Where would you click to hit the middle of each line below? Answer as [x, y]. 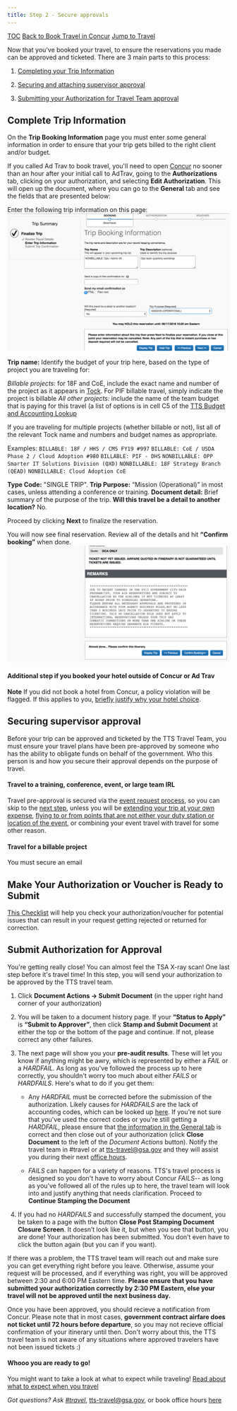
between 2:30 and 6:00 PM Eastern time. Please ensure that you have [110, 1280]
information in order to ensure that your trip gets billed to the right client [112, 145]
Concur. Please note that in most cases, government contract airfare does [116, 1317]
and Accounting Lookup [42, 413]
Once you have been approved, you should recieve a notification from [109, 1309]
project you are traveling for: [49, 370]
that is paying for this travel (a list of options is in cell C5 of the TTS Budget [116, 406]
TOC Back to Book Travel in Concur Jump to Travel [81, 36]
